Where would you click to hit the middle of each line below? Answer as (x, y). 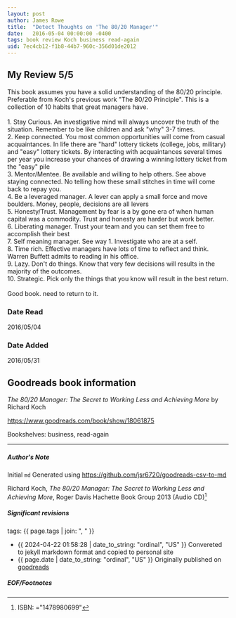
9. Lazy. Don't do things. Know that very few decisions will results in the (111, 264)
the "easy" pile (29, 167)
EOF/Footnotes (30, 583)
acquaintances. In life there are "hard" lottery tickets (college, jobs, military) (117, 144)
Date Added (28, 345)
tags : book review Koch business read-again (73, 40)
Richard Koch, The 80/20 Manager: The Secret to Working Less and (106, 489)
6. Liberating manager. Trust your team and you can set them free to (106, 226)
